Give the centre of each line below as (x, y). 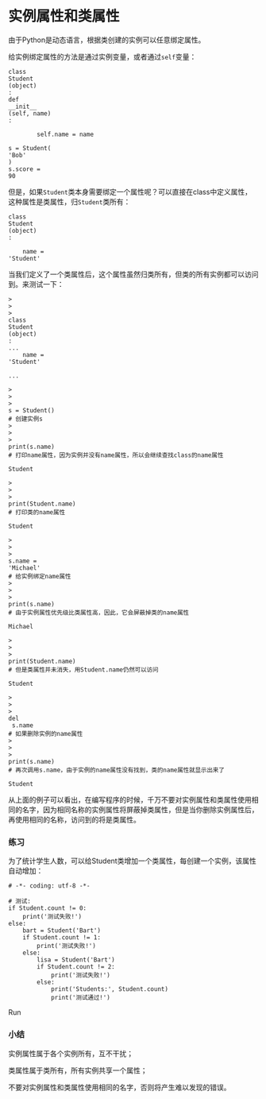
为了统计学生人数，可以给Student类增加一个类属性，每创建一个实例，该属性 (132, 861)
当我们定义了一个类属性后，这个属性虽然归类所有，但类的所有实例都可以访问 (133, 274)
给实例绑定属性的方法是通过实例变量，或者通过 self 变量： (102, 56)
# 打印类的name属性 (37, 512)
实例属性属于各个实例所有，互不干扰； (71, 1053)
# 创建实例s (26, 419)
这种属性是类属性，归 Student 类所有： (69, 201)
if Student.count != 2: (76, 967)
